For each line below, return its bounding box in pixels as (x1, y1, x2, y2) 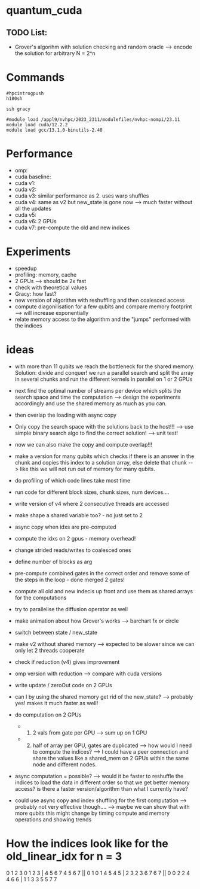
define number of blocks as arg (14, 558, 93, 565)
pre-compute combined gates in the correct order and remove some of (14, 569, 190, 577)
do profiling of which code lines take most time (14, 477, 131, 484)
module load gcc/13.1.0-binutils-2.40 (6, 127, 103, 133)
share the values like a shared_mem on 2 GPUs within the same (32, 754, 189, 761)
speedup (14, 265, 37, 272)
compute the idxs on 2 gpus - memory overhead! (14, 535, 136, 542)
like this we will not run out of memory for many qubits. (20, 465, 155, 472)
